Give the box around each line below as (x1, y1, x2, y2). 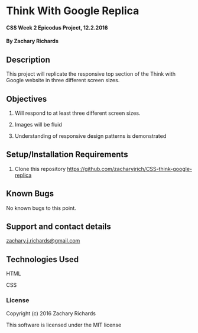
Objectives (6, 93, 47, 104)
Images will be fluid (14, 121, 62, 128)
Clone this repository (14, 165, 66, 172)
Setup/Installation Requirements (6, 150, 128, 160)
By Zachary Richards (6, 37, 59, 45)
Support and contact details (6, 222, 111, 232)
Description (6, 54, 50, 64)
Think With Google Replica (6, 4, 139, 18)
